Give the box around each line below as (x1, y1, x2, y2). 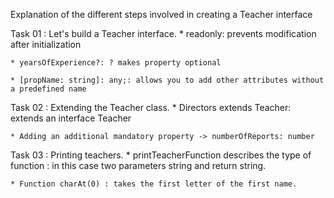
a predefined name (10, 84, 87, 94)
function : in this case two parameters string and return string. (10, 160, 267, 171)
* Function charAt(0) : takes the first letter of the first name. (10, 179, 298, 189)
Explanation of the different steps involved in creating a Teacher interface (10, 9, 313, 20)
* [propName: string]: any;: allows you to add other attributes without (10, 75, 325, 85)
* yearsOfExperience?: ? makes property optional (10, 58, 222, 68)
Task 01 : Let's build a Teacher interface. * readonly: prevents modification (10, 28, 317, 39)
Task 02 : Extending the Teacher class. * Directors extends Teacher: (10, 102, 292, 113)
